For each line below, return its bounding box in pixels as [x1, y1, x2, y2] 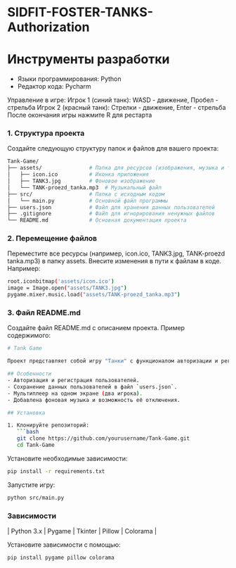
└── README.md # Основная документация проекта [7, 217, 188, 224]
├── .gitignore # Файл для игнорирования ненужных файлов [7, 210, 216, 217]
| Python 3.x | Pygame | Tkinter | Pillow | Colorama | [7, 526, 157, 535]
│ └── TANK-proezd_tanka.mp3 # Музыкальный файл [7, 184, 162, 191]
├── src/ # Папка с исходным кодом [7, 191, 165, 198]
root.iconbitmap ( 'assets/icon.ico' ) [7, 278, 114, 285]
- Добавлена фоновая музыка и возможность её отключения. [7, 396, 181, 403]
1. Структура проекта [7, 128, 85, 138]
